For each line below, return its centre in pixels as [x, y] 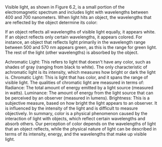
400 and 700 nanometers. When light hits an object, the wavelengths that [78, 17]
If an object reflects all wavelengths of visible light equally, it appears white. [80, 32]
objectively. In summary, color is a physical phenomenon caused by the [76, 113]
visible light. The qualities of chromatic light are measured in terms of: [74, 82]
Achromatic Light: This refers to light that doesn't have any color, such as [78, 62]
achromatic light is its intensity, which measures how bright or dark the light [80, 72]
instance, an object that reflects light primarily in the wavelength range [75, 42]
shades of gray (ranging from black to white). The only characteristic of [76, 67]
